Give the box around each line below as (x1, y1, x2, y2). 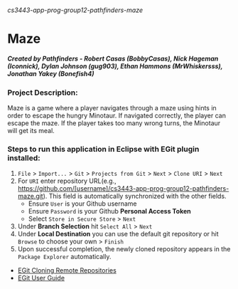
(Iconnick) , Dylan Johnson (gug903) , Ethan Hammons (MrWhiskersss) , (7, 62, 223, 70)
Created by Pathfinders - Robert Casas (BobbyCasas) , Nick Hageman (7, 54, 219, 63)
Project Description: (7, 88, 78, 98)
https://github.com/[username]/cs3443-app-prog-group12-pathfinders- (17, 184, 229, 193)
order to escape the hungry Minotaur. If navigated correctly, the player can (7, 111, 226, 120)
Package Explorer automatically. (17, 253, 112, 261)
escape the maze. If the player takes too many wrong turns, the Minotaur (7, 119, 221, 127)
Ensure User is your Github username (28, 199, 137, 208)
